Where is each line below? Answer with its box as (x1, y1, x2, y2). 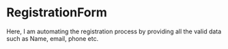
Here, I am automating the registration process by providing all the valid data (6, 27, 222, 35)
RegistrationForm (6, 5, 107, 20)
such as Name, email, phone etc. (6, 34, 99, 42)
